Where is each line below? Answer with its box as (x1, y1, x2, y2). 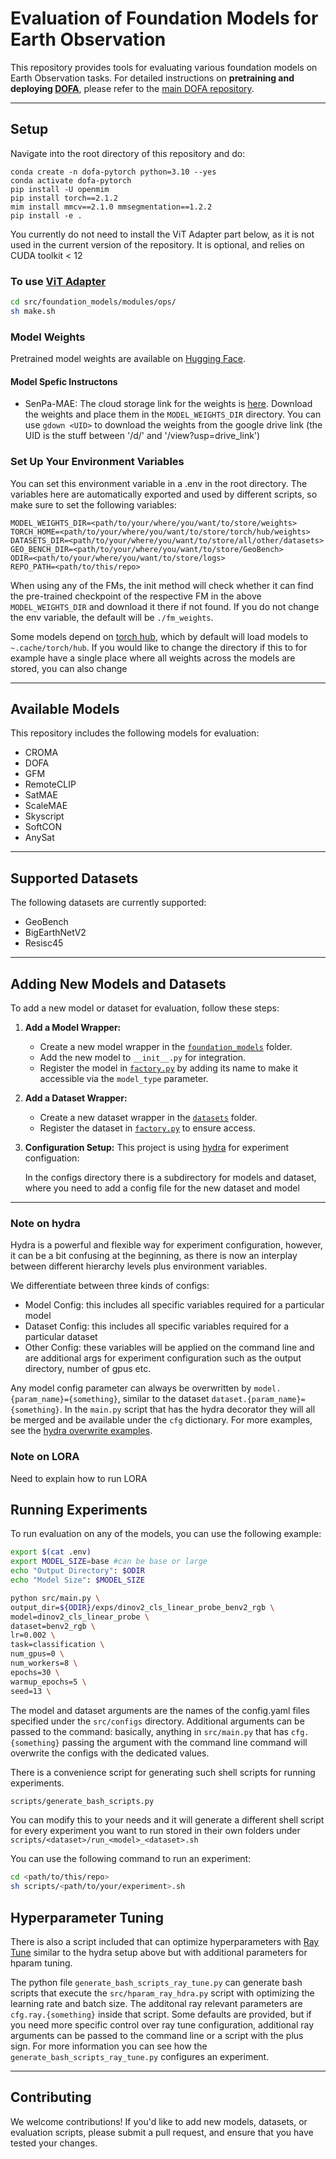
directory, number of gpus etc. (24, 1363, 152, 1375)
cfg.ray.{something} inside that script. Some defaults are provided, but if (10, 2008, 312, 2020)
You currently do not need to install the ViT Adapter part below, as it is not (10, 228, 315, 240)
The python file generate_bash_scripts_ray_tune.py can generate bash (10, 1977, 303, 1988)
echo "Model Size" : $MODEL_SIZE (10, 1575, 145, 1586)
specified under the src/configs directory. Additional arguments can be (10, 1715, 305, 1727)
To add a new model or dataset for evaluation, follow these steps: (10, 1002, 280, 1014)
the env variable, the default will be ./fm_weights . (10, 611, 214, 623)
